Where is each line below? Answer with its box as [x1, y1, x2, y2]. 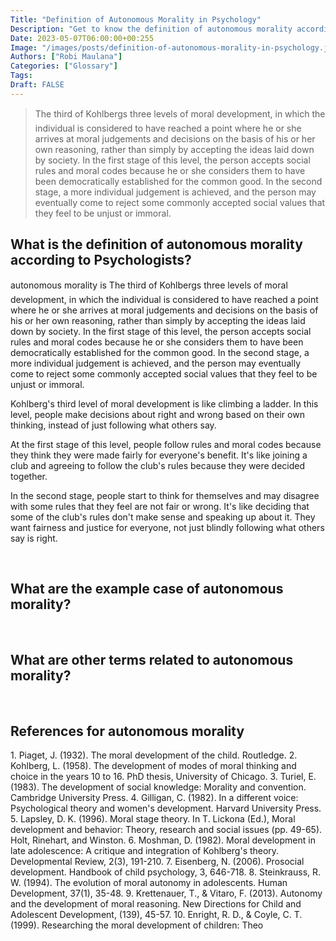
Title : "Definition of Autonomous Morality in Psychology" [10, 14, 262, 25]
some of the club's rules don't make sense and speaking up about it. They [10, 511, 316, 523]
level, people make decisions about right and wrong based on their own [10, 408, 305, 420]
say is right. [10, 532, 58, 544]
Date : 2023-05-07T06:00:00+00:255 [10, 33, 155, 43]
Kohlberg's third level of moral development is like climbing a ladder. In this [10, 397, 319, 410]
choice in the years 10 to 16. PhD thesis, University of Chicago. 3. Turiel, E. [10, 771, 317, 782]
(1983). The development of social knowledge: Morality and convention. [10, 781, 307, 793]
